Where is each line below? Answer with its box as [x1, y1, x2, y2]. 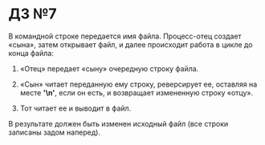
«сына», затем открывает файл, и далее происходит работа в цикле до [8, 39, 253, 49]
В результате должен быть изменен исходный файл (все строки [8, 119, 229, 128]
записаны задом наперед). [8, 127, 100, 137]
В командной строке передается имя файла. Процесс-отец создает [8, 31, 243, 41]
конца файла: [8, 48, 54, 58]
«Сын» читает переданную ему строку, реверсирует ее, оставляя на [19, 79, 258, 89]
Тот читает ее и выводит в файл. [19, 103, 132, 113]
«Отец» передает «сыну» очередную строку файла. [19, 63, 199, 73]
